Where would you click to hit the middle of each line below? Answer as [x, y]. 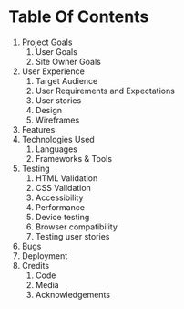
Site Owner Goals [68, 61]
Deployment [45, 256]
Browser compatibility [76, 227]
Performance [60, 207]
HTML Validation [66, 178]
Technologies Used [58, 139]
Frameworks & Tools [74, 158]
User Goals [56, 51]
